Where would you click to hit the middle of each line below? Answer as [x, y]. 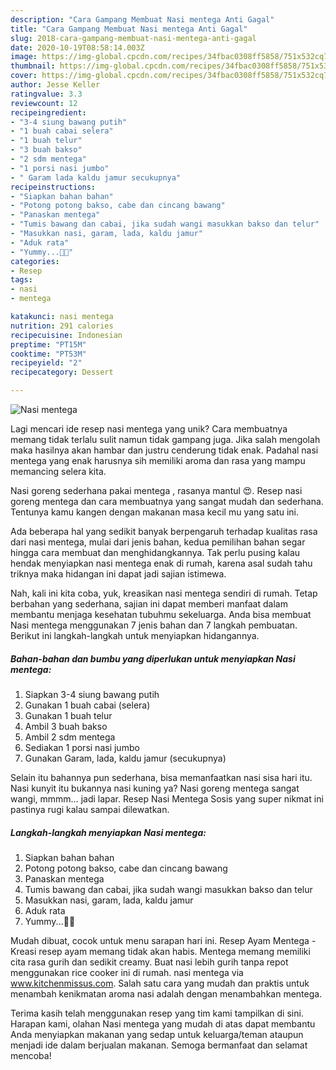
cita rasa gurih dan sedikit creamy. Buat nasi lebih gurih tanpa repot [149, 962]
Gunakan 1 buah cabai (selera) [87, 705]
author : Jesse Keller [55, 85]
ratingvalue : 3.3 [46, 94]
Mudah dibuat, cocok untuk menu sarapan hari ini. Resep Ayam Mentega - [163, 940]
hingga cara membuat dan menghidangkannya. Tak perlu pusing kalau [155, 552]
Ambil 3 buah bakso [66, 726]
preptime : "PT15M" [48, 344]
